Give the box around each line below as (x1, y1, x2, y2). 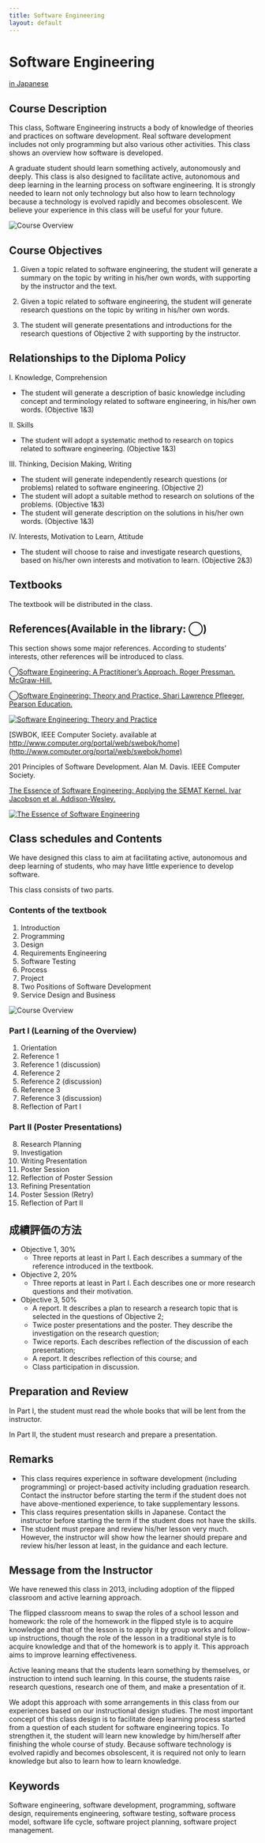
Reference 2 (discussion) (20, 1076, 103, 1086)
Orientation (20, 1042, 58, 1052)
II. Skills (9, 420, 34, 429)
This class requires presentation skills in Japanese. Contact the (20, 1507, 226, 1517)
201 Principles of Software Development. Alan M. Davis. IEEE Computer (9, 762, 241, 771)
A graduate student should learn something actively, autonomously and (9, 164, 241, 173)
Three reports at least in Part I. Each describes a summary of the (32, 1253, 243, 1263)
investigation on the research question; (32, 1329, 160, 1338)
